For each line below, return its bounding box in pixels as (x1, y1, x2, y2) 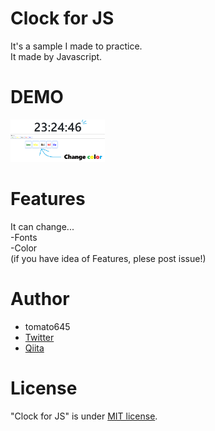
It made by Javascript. (10, 50, 103, 62)
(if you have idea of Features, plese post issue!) (10, 253, 207, 265)
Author (10, 288, 70, 311)
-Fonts (10, 232, 38, 244)
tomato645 (24, 321, 71, 333)
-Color (10, 242, 38, 254)
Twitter (24, 332, 55, 344)
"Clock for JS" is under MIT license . (10, 410, 158, 422)
